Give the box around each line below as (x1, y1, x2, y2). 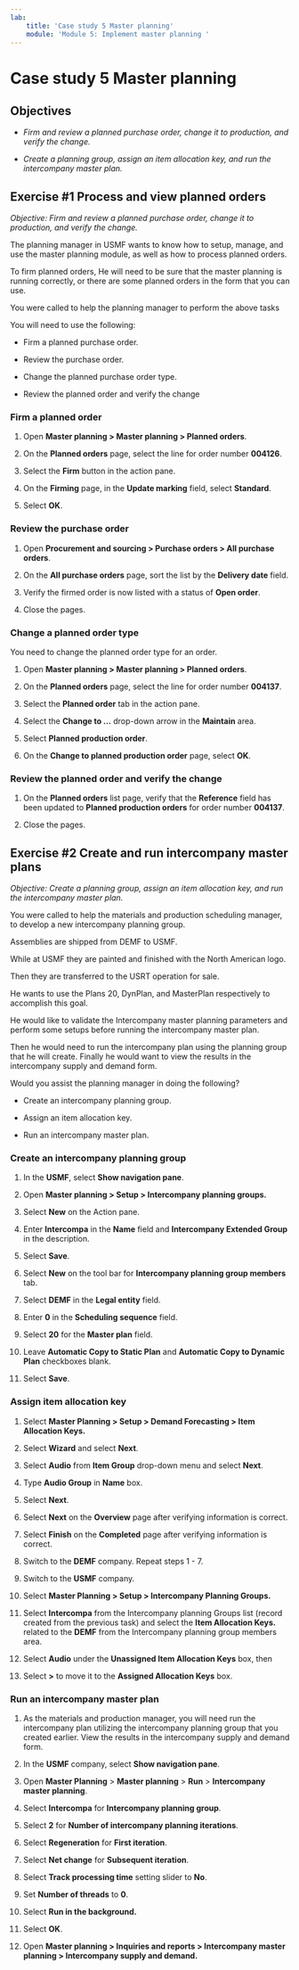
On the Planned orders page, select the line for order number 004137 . (22, 681, 282, 692)
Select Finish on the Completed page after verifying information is (22, 1529, 268, 1539)
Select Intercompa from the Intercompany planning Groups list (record (22, 1607, 283, 1618)
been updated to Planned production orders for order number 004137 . (22, 802, 286, 813)
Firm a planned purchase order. (22, 337, 139, 348)
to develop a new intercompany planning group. (10, 919, 186, 930)
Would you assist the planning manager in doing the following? (10, 1078, 240, 1088)
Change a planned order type (10, 626, 139, 638)
